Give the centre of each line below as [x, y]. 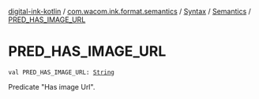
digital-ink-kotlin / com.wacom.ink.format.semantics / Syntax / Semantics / [129, 11]
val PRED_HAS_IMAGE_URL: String [61, 72]
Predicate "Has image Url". [52, 86]
